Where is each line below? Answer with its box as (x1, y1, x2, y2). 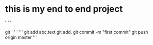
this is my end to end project (5, 3, 123, 15)
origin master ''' (5, 34, 37, 40)
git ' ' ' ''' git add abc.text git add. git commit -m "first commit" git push (5, 29, 149, 35)
